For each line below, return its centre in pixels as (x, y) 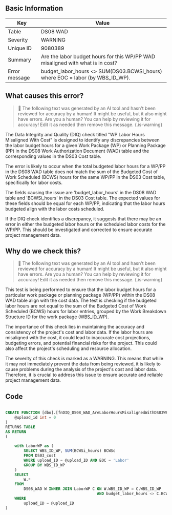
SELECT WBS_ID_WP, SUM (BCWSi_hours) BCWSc (70, 451)
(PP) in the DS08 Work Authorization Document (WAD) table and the (77, 151)
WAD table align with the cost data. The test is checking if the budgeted (81, 301)
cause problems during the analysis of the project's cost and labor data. (81, 369)
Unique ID (20, 48)
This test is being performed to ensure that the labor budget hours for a (81, 290)
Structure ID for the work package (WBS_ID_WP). (57, 317)
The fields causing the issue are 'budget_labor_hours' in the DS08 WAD (81, 192)
